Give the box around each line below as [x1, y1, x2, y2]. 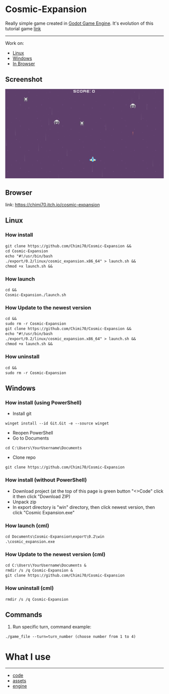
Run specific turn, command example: [12, 624, 92, 630]
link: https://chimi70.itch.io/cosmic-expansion [5, 202, 100, 208]
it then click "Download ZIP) [12, 493, 70, 499]
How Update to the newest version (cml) [5, 551, 106, 558]
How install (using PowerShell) [5, 399, 82, 406]
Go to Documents [12, 435, 49, 441]
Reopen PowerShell [12, 430, 53, 436]
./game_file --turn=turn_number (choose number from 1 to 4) [5, 634, 136, 639]
